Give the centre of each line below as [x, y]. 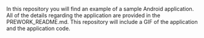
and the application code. [38, 28]
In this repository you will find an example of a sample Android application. [100, 9]
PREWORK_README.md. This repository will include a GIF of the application [102, 22]
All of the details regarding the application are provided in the [83, 15]
